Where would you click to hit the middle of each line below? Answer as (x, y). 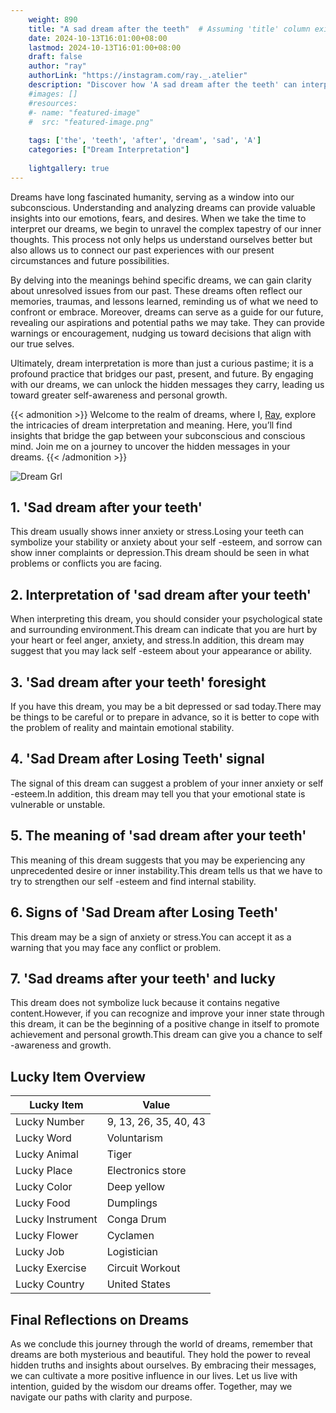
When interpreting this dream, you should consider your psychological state (166, 619)
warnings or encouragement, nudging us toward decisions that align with (161, 333)
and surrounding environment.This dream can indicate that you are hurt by (164, 630)
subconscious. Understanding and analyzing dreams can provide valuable (163, 207)
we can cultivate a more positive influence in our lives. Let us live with (154, 1375)
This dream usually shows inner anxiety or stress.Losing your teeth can (157, 532)
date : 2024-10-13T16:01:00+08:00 (98, 38)
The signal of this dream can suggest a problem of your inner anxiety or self (167, 783)
